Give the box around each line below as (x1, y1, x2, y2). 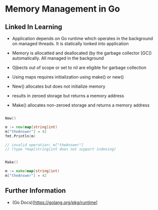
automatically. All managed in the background (12, 55, 104, 61)
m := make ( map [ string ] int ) (5, 169, 60, 174)
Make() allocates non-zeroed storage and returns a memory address (12, 102, 150, 108)
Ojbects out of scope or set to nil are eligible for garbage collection (12, 65, 147, 70)
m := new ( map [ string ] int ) (5, 125, 57, 129)
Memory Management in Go (5, 3, 120, 15)
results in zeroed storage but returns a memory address (12, 93, 124, 98)
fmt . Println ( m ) (5, 133, 36, 139)
